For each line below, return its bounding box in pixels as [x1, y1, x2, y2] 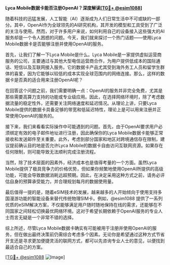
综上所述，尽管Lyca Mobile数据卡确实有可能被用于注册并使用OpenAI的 [5, 225, 153, 231]
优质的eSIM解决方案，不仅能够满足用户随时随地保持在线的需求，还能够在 [5, 202, 158, 207]
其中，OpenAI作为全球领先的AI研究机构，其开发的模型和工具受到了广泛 [14, 22, 163, 28]
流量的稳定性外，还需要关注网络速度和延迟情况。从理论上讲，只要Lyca [9, 100, 157, 106]
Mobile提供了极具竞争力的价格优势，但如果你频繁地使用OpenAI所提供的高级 [5, 166, 163, 172]
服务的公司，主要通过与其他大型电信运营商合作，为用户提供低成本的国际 [5, 58, 156, 64]
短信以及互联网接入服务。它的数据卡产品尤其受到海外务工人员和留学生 [14, 64, 160, 70]
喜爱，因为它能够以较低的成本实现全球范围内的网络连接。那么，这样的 [14, 71, 160, 76]
